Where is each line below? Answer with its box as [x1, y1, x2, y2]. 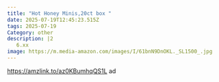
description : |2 [7, 36, 53, 42]
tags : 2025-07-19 [7, 23, 57, 29]
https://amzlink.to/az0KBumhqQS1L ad [7, 66, 116, 75]
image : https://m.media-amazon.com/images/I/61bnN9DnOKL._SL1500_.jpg [7, 49, 213, 55]
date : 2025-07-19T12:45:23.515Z [7, 16, 99, 23]
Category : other [7, 29, 53, 36]
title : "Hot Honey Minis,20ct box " [7, 10, 112, 17]
